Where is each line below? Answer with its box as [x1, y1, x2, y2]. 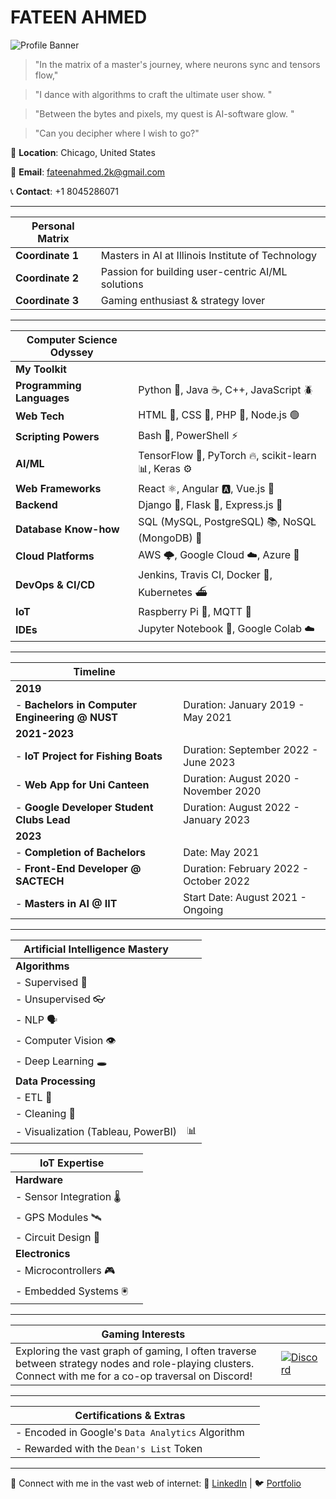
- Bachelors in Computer [15, 697, 138, 711]
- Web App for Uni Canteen [15, 777, 150, 791]
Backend [15, 497, 58, 511]
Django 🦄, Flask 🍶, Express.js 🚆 [138, 497, 283, 511]
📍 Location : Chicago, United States [10, 146, 156, 158]
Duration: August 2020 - [183, 771, 300, 785]
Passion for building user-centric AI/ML [100, 264, 288, 278]
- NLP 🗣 [15, 1012, 58, 1026]
